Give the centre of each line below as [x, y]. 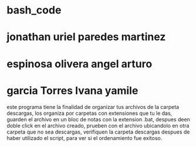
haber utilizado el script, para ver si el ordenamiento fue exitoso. [85, 138]
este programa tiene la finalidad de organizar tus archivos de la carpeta [93, 107]
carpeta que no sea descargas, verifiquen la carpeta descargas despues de [98, 132]
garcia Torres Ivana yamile [72, 90]
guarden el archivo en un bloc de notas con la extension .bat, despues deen [98, 119]
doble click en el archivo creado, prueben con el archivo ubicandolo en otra [98, 125]
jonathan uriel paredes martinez [86, 37]
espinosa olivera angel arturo [80, 64]
